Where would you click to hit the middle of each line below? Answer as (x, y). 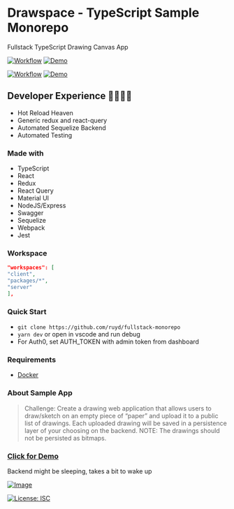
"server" (20, 287)
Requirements (32, 360)
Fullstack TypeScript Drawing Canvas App (68, 47)
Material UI (33, 198)
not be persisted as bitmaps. (65, 438)
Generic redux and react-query (62, 120)
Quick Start (27, 311)
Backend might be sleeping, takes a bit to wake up (80, 471)
